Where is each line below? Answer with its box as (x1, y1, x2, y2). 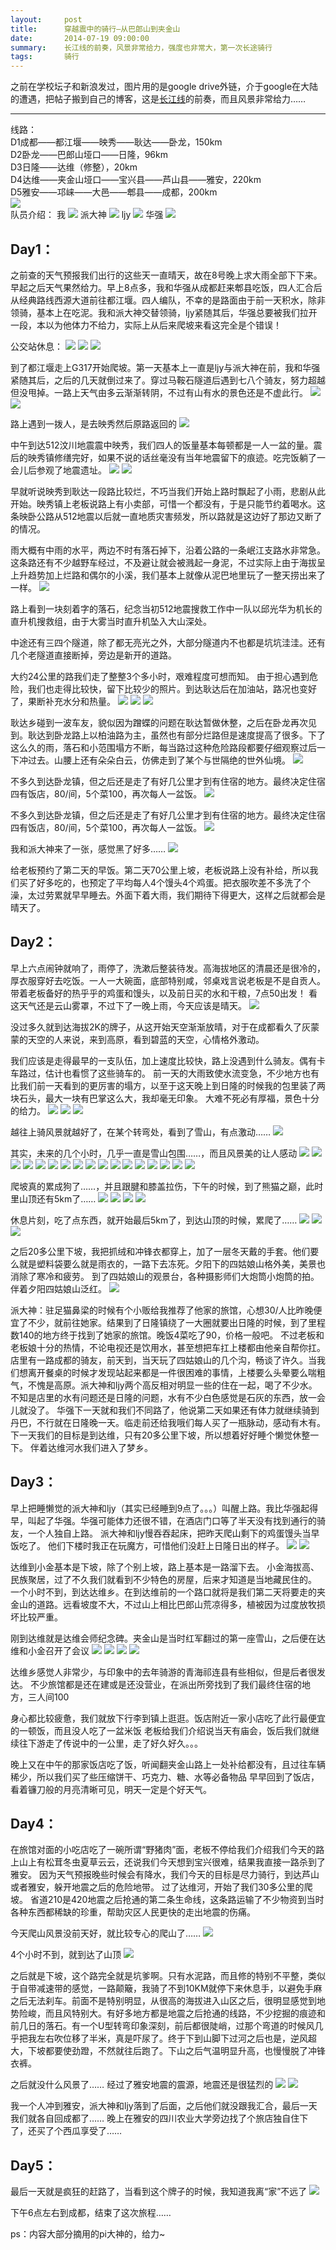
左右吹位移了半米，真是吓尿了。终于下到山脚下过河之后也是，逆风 (36, 2032, 308, 2045)
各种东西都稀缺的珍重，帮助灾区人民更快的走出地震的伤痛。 (10, 1906, 256, 1918)
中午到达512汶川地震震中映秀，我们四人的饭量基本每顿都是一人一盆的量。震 (10, 439, 323, 451)
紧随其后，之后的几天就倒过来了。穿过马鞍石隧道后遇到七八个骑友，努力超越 (10, 374, 326, 386)
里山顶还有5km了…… (10, 1192, 97, 1205)
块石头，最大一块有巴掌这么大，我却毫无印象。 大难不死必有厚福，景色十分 (10, 1092, 320, 1104)
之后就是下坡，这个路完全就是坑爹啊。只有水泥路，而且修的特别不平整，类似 (10, 1970, 326, 1982)
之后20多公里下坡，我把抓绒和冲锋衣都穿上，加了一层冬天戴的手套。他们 (10, 1245, 311, 1257)
